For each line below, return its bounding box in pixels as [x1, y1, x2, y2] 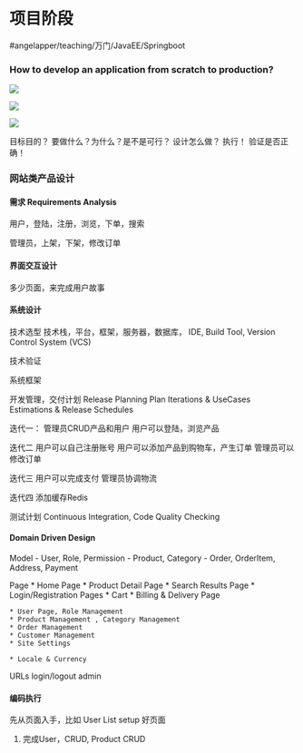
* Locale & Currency [9, 654, 88, 663]
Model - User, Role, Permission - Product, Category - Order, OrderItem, [9, 553, 276, 563]
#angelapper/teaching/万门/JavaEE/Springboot [9, 40, 186, 51]
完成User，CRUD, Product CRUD [22, 734, 146, 745]
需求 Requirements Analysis [9, 196, 117, 207]
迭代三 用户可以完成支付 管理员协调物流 [9, 473, 157, 484]
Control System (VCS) [9, 337, 92, 347]
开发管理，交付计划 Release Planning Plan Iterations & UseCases [9, 394, 251, 405]
